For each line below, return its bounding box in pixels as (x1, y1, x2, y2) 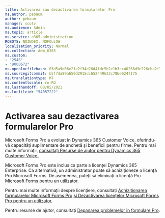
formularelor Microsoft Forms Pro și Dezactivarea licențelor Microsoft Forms (5, 192, 159, 199)
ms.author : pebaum (5, 12, 43, 17)
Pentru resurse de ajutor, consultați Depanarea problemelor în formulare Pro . (5, 207, 161, 214)
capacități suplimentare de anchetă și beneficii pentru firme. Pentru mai (11, 142, 156, 148)
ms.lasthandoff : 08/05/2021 (5, 84, 63, 90)
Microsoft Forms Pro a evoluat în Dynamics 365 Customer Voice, (5, 137, 136, 143)
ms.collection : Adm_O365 (5, 48, 56, 53)
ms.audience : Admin (5, 26, 45, 30)
